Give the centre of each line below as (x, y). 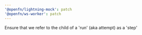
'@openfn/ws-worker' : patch (33, 14)
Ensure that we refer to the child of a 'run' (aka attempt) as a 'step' (71, 27)
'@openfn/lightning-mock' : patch (38, 9)
